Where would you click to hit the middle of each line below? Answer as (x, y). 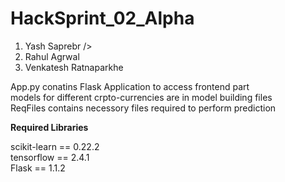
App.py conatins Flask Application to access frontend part (130, 86)
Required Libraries (49, 127)
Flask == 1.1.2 (38, 168)
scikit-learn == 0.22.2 (55, 146)
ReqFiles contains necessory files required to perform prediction (143, 108)
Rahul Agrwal (52, 56)
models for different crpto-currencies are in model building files (141, 97)
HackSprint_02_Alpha (102, 18)
